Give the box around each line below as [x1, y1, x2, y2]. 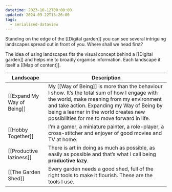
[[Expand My [8, 93, 39, 100]
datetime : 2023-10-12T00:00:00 [5, 7, 72, 13]
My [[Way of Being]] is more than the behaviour [48, 83, 163, 90]
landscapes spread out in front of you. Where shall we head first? [5, 41, 143, 48]
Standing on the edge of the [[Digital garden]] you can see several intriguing [5, 36, 166, 42]
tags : [5, 17, 17, 22]
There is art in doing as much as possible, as [48, 144, 155, 152]
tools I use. [48, 178, 74, 185]
